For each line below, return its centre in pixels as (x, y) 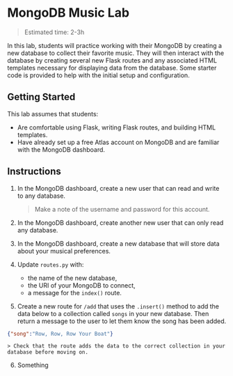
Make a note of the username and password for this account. (122, 209)
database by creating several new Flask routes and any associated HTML (112, 60)
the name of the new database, (72, 278)
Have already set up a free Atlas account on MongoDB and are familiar (118, 142)
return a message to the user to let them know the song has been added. (122, 321)
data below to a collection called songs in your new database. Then (113, 313)
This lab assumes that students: (53, 113)
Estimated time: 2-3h (54, 32)
